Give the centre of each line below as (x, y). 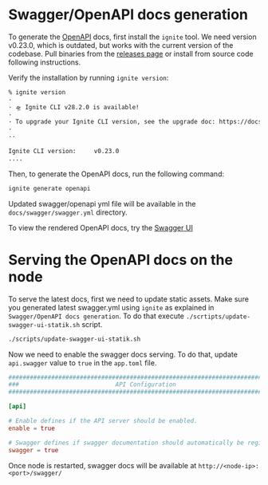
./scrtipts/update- (219, 317)
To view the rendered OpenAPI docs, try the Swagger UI (100, 227)
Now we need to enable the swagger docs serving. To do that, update (123, 354)
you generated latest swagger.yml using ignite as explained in (111, 307)
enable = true (32, 428)
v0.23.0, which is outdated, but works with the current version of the (121, 45)
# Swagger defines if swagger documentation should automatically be (126, 443)
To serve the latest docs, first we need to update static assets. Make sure (129, 299)
